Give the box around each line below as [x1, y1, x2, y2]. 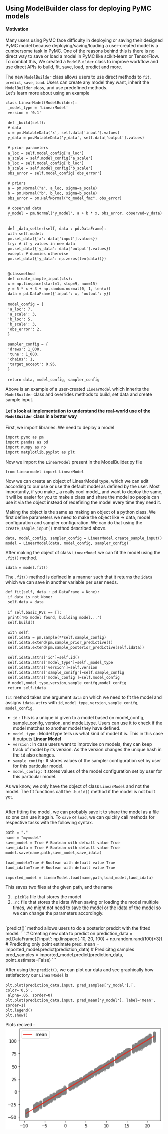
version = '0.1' [7, 110, 42, 115]
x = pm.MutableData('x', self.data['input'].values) [7, 130, 120, 135]
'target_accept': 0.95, [7, 362, 57, 367]
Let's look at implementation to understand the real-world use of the [5, 408, 151, 414]
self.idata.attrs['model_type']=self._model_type [7, 660, 113, 665]
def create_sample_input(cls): [7, 276, 73, 281]
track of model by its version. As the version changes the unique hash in [12, 746, 162, 752]
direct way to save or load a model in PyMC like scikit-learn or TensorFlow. [5, 53, 159, 59]
